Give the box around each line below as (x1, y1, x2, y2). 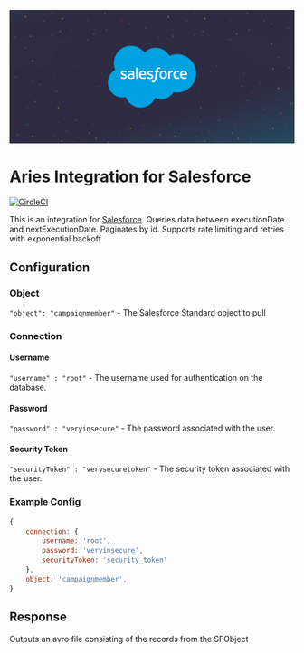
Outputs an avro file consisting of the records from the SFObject (9, 633, 249, 644)
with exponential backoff (9, 233, 102, 244)
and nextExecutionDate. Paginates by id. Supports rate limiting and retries (9, 223, 285, 235)
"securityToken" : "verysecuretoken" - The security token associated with (9, 463, 290, 475)
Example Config (9, 496, 81, 508)
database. (9, 382, 47, 393)
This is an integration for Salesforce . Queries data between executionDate (9, 214, 285, 225)
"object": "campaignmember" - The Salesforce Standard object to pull (9, 307, 267, 317)
